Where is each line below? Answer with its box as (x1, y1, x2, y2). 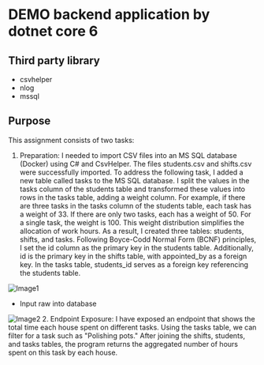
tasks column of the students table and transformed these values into (19, 184, 246, 194)
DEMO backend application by (8, 6, 210, 24)
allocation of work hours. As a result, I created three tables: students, (19, 226, 244, 235)
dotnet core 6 (8, 22, 99, 40)
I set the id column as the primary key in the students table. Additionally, (19, 243, 254, 252)
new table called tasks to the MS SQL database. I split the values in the (19, 175, 250, 185)
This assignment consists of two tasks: (8, 135, 135, 145)
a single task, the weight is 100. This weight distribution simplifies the (19, 217, 244, 227)
